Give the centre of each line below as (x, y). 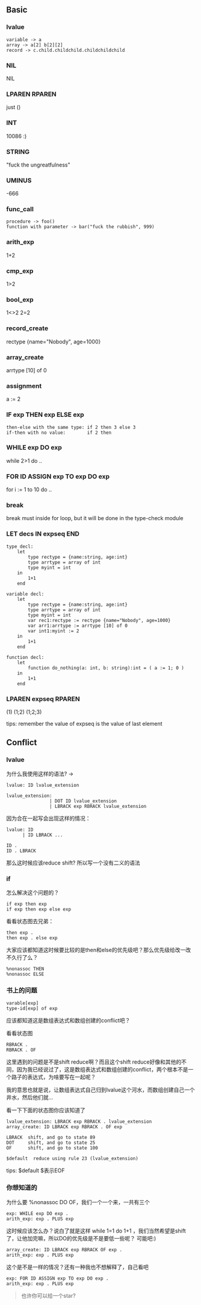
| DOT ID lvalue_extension (83, 801)
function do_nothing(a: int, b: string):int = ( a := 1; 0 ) (106, 668)
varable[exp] (23, 1003)
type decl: (20, 546)
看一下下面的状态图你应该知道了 (46, 1110)
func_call (20, 209)
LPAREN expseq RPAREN (43, 699)
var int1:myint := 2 (54, 631)
